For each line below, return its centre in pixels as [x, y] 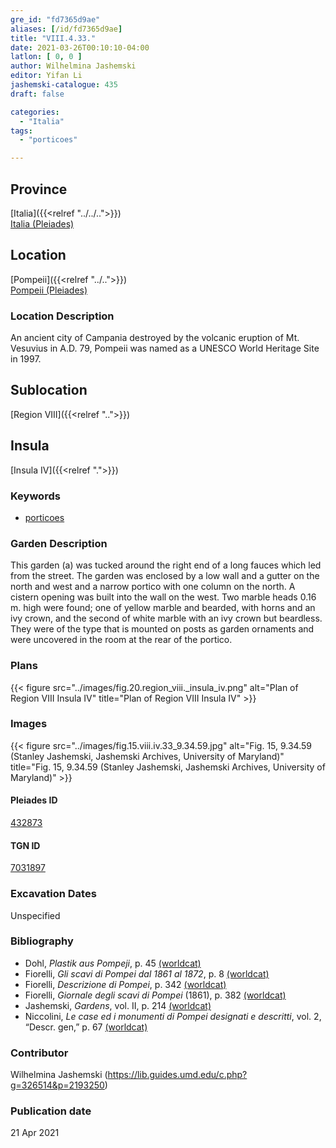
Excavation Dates [53, 894]
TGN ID [25, 845]
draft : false [37, 94]
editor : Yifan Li [46, 76]
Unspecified [35, 915]
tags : [21, 131]
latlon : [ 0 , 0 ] [46, 57]
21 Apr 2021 [35, 1133]
